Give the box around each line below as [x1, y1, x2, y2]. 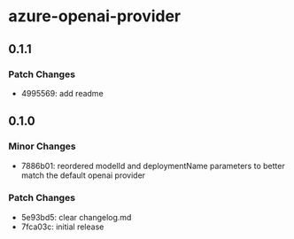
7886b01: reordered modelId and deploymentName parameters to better [20, 160, 285, 171]
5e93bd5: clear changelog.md [20, 212, 132, 222]
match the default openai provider [20, 170, 146, 181]
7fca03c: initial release [20, 221, 104, 232]
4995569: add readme [20, 88, 104, 98]
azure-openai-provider [8, 6, 182, 27]
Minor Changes [8, 140, 76, 152]
